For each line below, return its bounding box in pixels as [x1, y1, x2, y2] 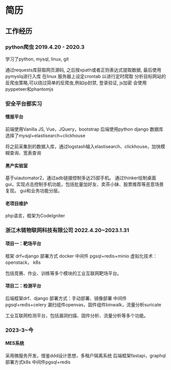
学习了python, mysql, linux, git [5, 56, 69, 62]
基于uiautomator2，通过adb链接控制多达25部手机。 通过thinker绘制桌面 [5, 175, 157, 181]
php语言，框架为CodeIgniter [5, 213, 65, 219]
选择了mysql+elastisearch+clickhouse [5, 133, 86, 138]
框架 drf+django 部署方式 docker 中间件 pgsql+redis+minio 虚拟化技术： [5, 253, 157, 259]
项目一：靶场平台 [5, 240, 41, 246]
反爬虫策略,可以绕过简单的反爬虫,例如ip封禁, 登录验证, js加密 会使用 [5, 79, 147, 86]
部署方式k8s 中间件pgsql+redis [5, 359, 70, 365]
